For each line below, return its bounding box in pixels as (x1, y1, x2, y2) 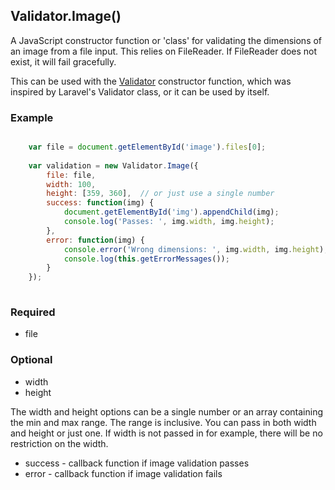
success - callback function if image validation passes (24, 457, 250, 469)
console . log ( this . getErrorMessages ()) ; (63, 254, 230, 264)
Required (10, 305, 56, 319)
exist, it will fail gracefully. (10, 55, 117, 68)
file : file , (46, 170, 97, 180)
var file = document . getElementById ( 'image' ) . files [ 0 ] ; (28, 142, 267, 153)
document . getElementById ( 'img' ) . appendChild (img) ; (63, 207, 280, 218)
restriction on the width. (10, 437, 109, 449)
